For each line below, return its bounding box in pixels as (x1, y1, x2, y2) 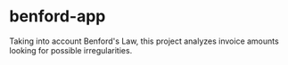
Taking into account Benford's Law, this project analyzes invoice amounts (9, 36, 279, 46)
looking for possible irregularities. (9, 45, 133, 55)
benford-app (9, 6, 106, 27)
